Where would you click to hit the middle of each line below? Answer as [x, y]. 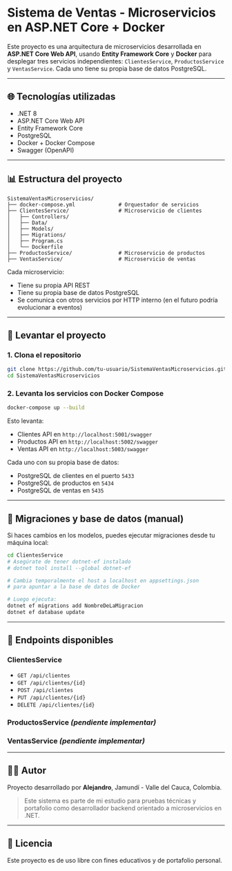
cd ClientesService [35, 555]
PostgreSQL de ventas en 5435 [60, 490]
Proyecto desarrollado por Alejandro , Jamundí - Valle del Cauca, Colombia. [115, 787]
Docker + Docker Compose [56, 142]
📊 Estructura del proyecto [65, 179]
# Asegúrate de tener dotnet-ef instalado [69, 562]
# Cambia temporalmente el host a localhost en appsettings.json [103, 581]
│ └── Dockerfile [35, 247]
